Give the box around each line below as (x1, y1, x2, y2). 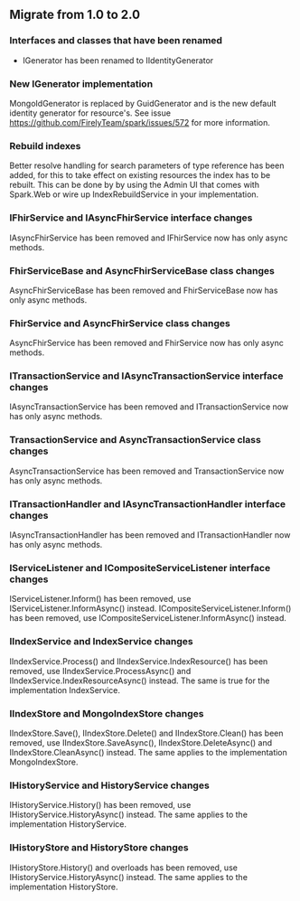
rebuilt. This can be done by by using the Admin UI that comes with (9, 180, 260, 191)
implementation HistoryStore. (9, 881, 118, 892)
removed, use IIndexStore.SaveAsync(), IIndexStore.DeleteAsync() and (9, 737, 273, 748)
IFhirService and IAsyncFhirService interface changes (9, 211, 253, 224)
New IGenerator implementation (9, 77, 154, 89)
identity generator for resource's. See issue (9, 108, 172, 118)
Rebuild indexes (9, 139, 81, 152)
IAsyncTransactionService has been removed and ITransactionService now (9, 401, 289, 412)
